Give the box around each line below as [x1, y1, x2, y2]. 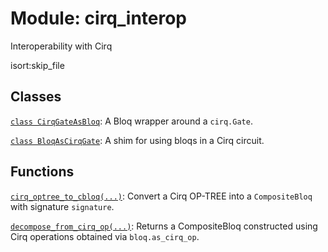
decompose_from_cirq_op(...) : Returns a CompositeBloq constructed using [10, 220, 318, 232]
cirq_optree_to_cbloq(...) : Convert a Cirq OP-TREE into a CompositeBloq [10, 190, 313, 202]
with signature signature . [10, 200, 115, 212]
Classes [10, 88, 62, 106]
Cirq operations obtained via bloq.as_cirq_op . [10, 230, 200, 242]
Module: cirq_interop [10, 7, 188, 30]
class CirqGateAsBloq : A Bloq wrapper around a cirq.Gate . [10, 115, 253, 127]
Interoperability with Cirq [10, 40, 113, 52]
